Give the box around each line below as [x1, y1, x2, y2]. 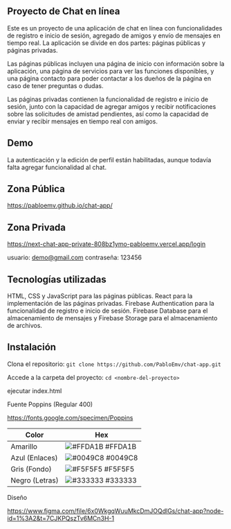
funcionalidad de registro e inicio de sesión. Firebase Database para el [7, 306, 208, 315]
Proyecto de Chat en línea [7, 6, 120, 17]
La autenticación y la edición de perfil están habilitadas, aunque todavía [7, 155, 212, 164]
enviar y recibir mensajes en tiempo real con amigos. [7, 117, 158, 125]
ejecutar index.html [7, 386, 62, 394]
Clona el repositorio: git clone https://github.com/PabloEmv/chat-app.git [7, 360, 221, 368]
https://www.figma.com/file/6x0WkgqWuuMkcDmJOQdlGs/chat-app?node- [7, 506, 224, 515]
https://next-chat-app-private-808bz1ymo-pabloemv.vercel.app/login [7, 240, 206, 248]
